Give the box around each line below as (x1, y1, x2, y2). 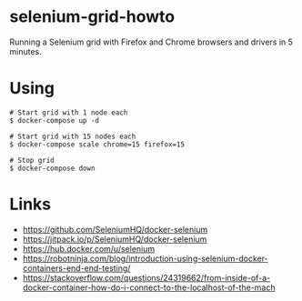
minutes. (9, 45, 43, 56)
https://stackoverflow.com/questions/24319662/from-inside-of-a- (22, 272, 271, 283)
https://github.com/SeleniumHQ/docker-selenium (22, 224, 208, 235)
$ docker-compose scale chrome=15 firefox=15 (9, 139, 185, 149)
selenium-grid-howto (9, 6, 176, 27)
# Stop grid (9, 156, 55, 165)
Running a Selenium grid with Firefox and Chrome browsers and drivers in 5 (9, 36, 294, 47)
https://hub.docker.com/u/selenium (22, 243, 156, 254)
